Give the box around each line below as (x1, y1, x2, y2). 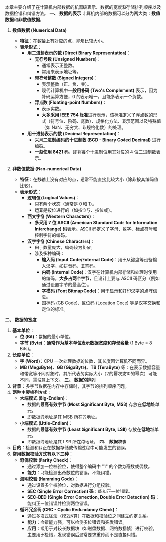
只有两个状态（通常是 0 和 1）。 (34, 201, 97, 207)
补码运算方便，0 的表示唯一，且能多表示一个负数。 (41, 94, 146, 99)
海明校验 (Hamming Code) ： (19, 476, 79, 482)
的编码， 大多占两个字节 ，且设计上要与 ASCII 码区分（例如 (41, 275, 160, 281)
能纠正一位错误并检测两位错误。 (27, 500, 92, 506)
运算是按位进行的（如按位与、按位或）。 (34, 207, 115, 213)
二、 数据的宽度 (5, 317, 37, 323)
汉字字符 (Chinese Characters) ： (27, 238, 95, 244)
